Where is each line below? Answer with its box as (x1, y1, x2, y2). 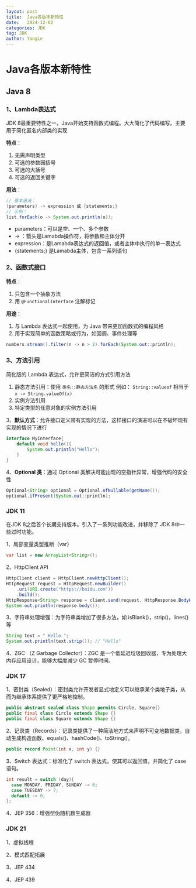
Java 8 (6, 86, 31, 97)
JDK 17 (6, 672, 26, 680)
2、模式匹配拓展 (6, 851, 45, 858)
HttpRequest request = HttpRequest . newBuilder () (6, 581, 127, 587)
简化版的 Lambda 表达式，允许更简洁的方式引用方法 (6, 371, 131, 378)
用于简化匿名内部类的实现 (6, 126, 68, 133)
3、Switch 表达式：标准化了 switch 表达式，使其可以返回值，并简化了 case (6, 757, 187, 764)
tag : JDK (6, 30, 27, 36)
